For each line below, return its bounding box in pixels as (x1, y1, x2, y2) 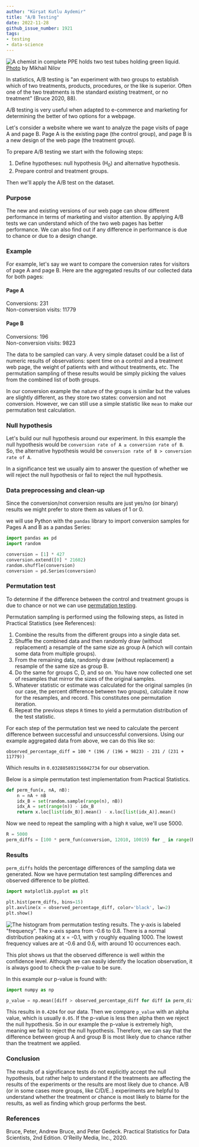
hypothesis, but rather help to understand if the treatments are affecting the (6, 1074, 191, 1081)
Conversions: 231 (6, 300, 49, 307)
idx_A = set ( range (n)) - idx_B (17, 804, 94, 810)
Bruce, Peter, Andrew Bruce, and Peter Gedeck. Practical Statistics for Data (6, 1128, 190, 1135)
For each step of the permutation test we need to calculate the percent (6, 724, 179, 731)
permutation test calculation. (6, 406, 76, 413)
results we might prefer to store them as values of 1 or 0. (6, 506, 144, 513)
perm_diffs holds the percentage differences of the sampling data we (6, 864, 176, 872)
